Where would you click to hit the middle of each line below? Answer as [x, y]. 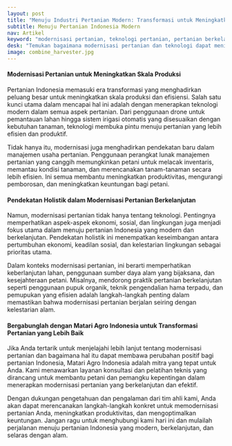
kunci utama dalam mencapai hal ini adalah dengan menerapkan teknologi [113, 105]
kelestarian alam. [31, 310]
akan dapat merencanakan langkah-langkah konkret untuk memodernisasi [113, 406]
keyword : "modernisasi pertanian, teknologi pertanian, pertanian [105, 39]
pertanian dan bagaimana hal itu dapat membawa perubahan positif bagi [110, 356]
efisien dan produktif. [37, 134]
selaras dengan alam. [38, 435]
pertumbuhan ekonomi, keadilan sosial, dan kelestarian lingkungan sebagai [114, 245]
